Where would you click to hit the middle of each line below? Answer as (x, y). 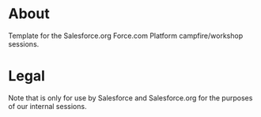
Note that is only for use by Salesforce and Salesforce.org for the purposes (130, 98)
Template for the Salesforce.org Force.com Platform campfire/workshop (126, 36)
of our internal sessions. (47, 106)
